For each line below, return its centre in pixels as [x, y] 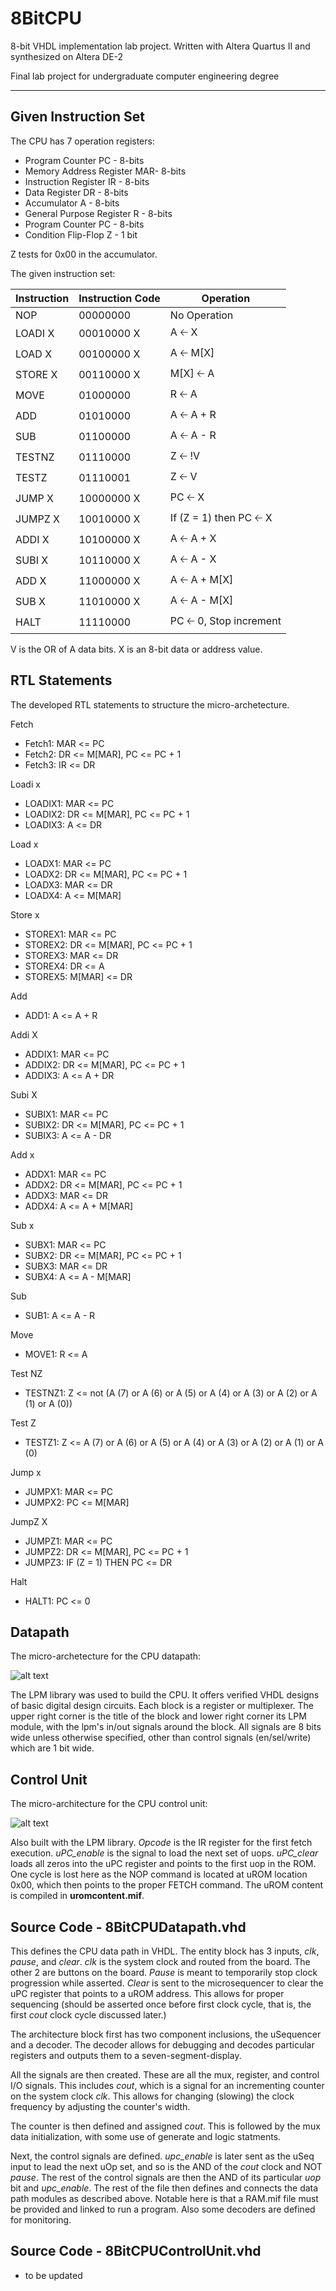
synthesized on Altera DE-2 [67, 56]
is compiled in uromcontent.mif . [77, 1896]
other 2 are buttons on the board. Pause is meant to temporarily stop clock [164, 1972]
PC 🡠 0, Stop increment [225, 620]
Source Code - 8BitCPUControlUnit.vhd [136, 2251]
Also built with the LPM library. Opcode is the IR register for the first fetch [161, 1843]
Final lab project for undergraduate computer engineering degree [145, 76]
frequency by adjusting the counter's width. [100, 2106]
